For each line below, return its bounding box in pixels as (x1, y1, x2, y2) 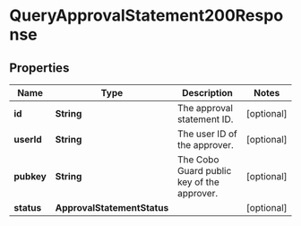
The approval (177, 102, 233, 114)
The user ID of (177, 127, 237, 140)
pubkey (13, 170, 47, 182)
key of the (177, 176, 219, 188)
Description (182, 87, 233, 99)
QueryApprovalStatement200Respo (9, 5, 284, 26)
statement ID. (177, 113, 234, 126)
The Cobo (177, 153, 219, 166)
